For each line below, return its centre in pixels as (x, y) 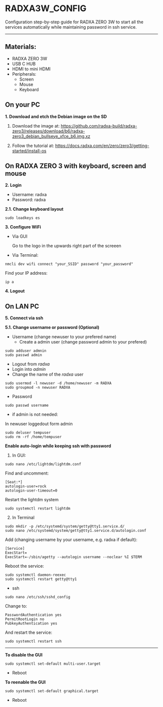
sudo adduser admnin (26, 351)
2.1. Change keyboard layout (34, 209)
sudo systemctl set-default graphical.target (52, 691)
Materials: (21, 47)
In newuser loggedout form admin (39, 424)
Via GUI (20, 236)
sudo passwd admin (24, 355)
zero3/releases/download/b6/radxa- (49, 131)
